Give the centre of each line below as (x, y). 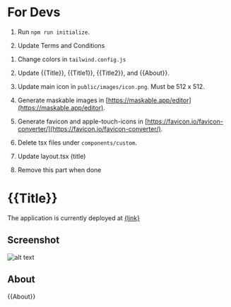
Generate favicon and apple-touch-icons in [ (82, 121)
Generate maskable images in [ (63, 100)
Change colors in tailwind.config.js (72, 59)
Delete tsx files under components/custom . (77, 143)
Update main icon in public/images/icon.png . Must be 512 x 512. (111, 86)
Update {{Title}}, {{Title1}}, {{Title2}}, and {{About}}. (93, 73)
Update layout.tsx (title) (52, 156)
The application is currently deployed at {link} (73, 218)
